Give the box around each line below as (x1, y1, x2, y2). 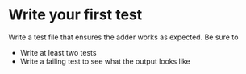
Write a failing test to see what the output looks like (19, 56, 191, 66)
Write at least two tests (19, 47, 97, 57)
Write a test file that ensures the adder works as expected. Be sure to (8, 32, 239, 42)
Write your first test (8, 6, 143, 24)
